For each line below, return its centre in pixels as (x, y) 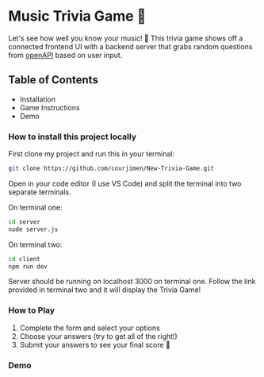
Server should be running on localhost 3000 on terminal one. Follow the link (132, 282)
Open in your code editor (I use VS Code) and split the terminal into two (125, 183)
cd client (25, 259)
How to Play (32, 310)
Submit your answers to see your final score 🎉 (95, 344)
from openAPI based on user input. (65, 55)
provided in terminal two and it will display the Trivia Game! (105, 290)
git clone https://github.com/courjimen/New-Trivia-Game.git (111, 169)
